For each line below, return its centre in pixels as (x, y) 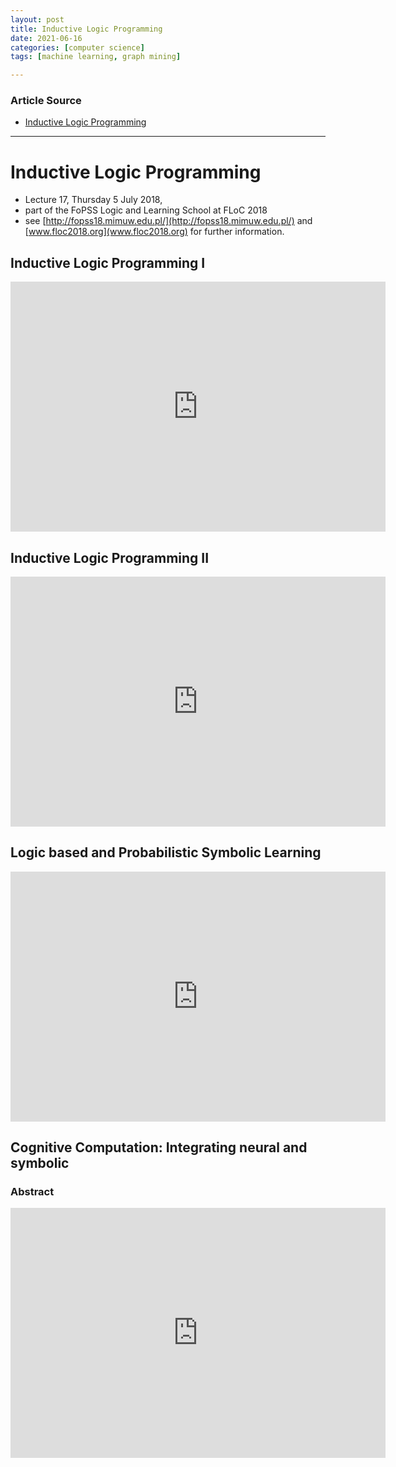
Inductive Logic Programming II (110, 557)
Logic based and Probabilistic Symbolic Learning (166, 852)
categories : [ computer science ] (77, 47)
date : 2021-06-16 (46, 38)
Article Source (46, 101)
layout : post (37, 19)
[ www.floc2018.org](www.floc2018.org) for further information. (154, 232)
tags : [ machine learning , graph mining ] (96, 57)
